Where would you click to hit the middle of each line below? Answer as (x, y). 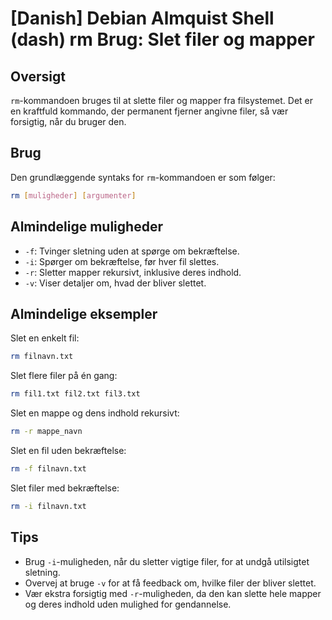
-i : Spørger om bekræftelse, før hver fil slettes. (122, 261)
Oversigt (38, 76)
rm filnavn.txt (42, 357)
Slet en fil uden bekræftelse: (68, 450)
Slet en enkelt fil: (45, 338)
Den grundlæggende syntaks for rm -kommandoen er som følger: (143, 177)
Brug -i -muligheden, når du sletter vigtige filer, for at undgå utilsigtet (167, 561)
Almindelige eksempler (84, 313)
